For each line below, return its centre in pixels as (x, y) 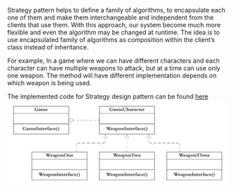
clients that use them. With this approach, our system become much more (114, 25)
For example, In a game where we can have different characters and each (113, 61)
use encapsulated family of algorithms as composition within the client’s (111, 40)
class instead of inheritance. (48, 47)
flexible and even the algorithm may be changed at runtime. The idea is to (113, 32)
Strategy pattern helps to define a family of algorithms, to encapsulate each (116, 10)
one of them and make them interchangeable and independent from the (110, 17)
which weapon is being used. (49, 83)
